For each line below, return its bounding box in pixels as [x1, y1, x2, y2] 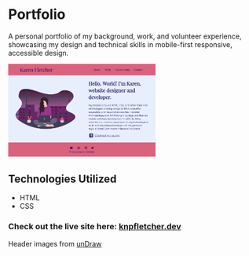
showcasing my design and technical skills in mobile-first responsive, [8, 39, 233, 49]
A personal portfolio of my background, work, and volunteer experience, [8, 31, 242, 41]
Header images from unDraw [8, 239, 102, 248]
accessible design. [8, 48, 69, 57]
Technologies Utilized [8, 172, 117, 185]
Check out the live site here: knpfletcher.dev [8, 221, 182, 232]
